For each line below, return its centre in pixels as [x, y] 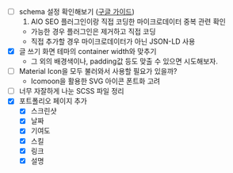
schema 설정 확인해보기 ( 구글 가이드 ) [77, 12]
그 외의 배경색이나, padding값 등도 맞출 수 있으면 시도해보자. [124, 61]
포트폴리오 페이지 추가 [53, 101]
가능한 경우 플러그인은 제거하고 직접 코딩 [93, 32]
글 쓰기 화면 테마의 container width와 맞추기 [88, 52]
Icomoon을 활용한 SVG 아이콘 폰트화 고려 [95, 81]
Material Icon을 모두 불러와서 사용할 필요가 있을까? [98, 71]
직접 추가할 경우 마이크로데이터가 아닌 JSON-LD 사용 [113, 41]
